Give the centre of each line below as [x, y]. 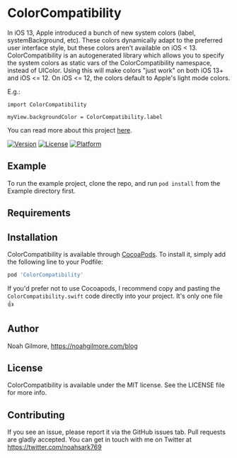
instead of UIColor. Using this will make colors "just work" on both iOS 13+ [116, 70]
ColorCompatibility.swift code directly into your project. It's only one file [115, 296]
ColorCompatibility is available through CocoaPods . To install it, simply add [117, 254]
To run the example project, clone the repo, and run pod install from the [114, 183]
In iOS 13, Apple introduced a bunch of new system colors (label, [102, 33]
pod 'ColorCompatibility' [45, 274]
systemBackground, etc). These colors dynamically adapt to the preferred [115, 40]
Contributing [36, 415]
